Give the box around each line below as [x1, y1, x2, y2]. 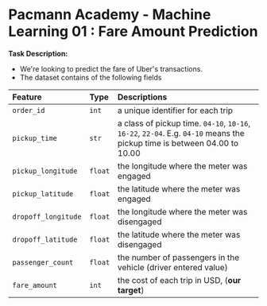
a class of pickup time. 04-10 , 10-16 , [118, 118, 251, 129]
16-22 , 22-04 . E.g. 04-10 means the [118, 127, 245, 138]
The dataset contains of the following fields [19, 72, 162, 82]
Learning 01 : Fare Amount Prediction [8, 22, 258, 41]
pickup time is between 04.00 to [118, 138, 239, 149]
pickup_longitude [12, 166, 78, 176]
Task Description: [8, 48, 68, 58]
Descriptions [118, 91, 168, 103]
